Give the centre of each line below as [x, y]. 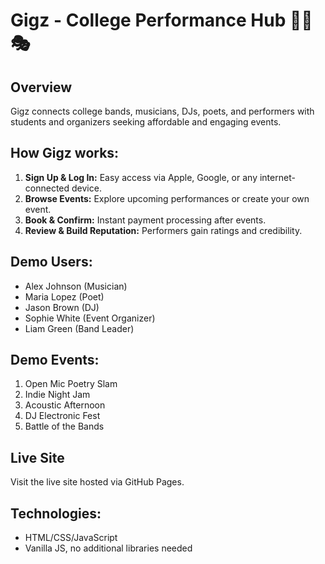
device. [86, 188]
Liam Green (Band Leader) [79, 328]
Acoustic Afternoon [65, 405]
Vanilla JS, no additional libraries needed [108, 548]
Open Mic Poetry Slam [71, 384]
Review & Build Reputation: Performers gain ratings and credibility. [163, 230]
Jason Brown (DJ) [62, 307]
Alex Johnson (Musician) [76, 286]
